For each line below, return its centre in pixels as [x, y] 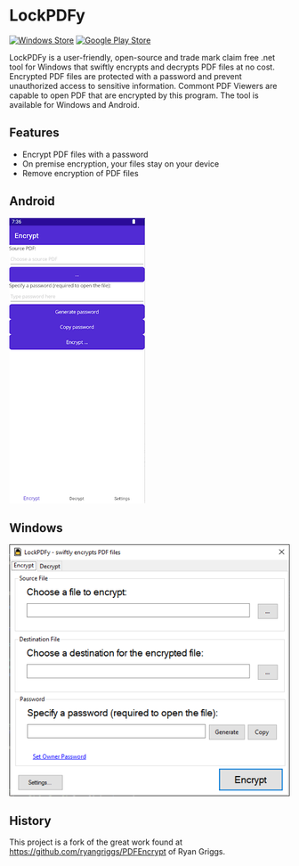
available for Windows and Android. [74, 104]
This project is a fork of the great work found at [96, 842]
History [30, 821]
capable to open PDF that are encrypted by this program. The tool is [134, 95]
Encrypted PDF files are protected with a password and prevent [125, 76]
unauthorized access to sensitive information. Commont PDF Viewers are [143, 86]
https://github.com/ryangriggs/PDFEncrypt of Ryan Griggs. [117, 852]
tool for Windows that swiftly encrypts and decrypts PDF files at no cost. [142, 67]
